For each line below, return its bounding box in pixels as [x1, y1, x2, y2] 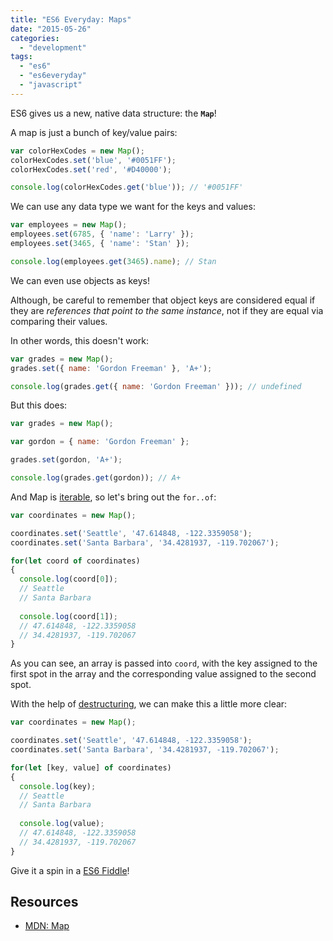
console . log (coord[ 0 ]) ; [19, 574, 118, 585]
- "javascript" [19, 80, 83, 90]
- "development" [19, 42, 87, 53]
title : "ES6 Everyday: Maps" [10, 14, 132, 25]
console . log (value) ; [19, 819, 105, 829]
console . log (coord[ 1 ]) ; [19, 611, 118, 621]
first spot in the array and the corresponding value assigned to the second [10, 668, 317, 680]
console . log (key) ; [19, 781, 97, 791]
